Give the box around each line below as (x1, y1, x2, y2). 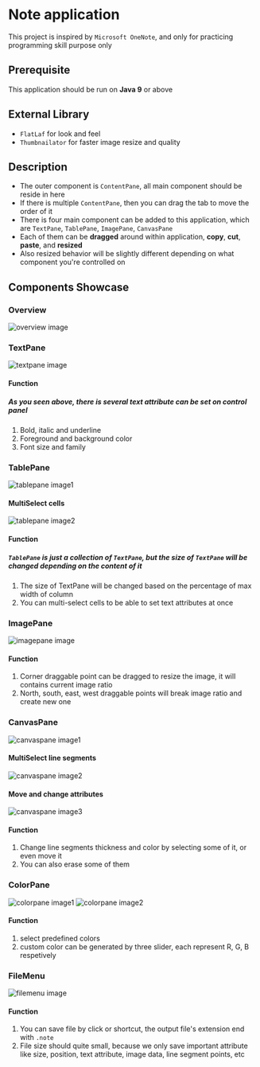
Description (8, 160, 68, 173)
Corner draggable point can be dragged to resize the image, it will (19, 672, 236, 681)
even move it (19, 851, 62, 861)
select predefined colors (19, 933, 101, 943)
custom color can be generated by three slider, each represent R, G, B (19, 941, 249, 952)
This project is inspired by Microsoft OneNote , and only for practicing (8, 32, 234, 41)
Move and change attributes (8, 789, 103, 799)
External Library (8, 107, 90, 121)
